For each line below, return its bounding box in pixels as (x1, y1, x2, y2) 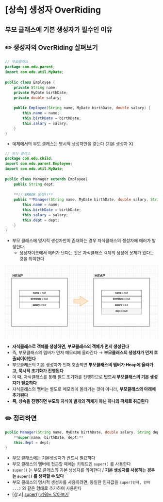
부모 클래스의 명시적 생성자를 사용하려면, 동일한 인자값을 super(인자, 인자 (12, 479, 150, 485)
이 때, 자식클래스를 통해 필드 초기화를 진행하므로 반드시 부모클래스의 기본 (12, 374, 149, 380)
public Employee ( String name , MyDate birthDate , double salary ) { (14, 106, 151, 111)
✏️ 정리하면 (5, 414, 37, 422)
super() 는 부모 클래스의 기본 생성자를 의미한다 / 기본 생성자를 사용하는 (12, 467, 147, 473)
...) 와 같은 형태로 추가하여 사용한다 (12, 485, 82, 491)
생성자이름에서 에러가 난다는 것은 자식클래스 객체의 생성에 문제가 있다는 (19, 249, 154, 256)
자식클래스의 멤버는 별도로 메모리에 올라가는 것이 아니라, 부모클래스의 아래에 (12, 386, 156, 392)
